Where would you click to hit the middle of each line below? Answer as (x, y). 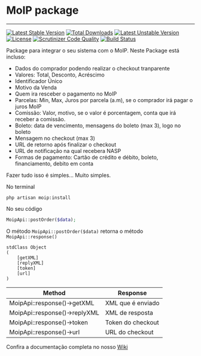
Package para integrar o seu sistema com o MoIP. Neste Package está (93, 50)
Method (54, 293)
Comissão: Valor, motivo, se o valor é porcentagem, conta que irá (95, 113)
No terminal (21, 186)
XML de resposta (129, 312)
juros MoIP (28, 106)
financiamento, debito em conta (54, 163)
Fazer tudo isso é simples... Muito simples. (59, 175)
